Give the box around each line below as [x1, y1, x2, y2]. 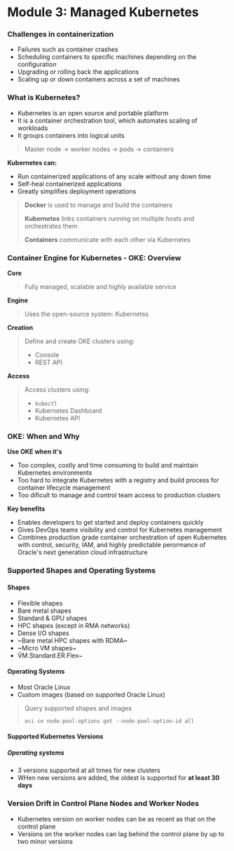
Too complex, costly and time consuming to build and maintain [17, 461, 198, 470]
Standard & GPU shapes [17, 613, 88, 622]
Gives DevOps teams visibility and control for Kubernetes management [17, 525, 222, 535]
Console [34, 351, 60, 359]
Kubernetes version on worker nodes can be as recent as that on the [17, 814, 216, 823]
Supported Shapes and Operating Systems [7, 565, 156, 575]
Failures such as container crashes [17, 45, 118, 53]
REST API [34, 358, 63, 366]
